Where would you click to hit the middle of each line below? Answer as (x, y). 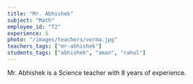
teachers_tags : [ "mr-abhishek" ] (54, 46)
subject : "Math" (31, 20)
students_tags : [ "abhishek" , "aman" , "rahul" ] (76, 53)
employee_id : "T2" (34, 27)
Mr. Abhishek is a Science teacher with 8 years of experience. (97, 72)
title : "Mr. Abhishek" (40, 14)
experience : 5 (28, 33)
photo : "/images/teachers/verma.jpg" (62, 40)
